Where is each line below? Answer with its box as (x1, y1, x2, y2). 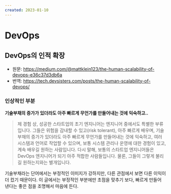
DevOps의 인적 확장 (5, 51, 65, 60)
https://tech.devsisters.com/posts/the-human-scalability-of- (23, 77, 151, 84)
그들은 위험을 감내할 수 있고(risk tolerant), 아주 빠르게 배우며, (32, 127, 155, 133)
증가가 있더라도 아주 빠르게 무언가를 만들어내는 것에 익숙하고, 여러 (31, 133, 162, 140)
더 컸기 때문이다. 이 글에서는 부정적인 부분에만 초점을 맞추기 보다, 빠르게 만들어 (5, 177, 162, 183)
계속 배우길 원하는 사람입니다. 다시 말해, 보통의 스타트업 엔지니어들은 (17, 146, 154, 152)
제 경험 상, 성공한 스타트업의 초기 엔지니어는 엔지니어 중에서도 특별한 (17, 121, 154, 127)
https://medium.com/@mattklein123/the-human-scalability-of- (23, 66, 155, 72)
